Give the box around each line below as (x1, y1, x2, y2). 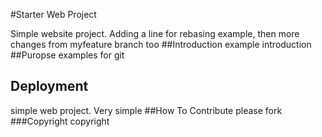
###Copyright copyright (10, 115, 110, 127)
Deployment (10, 78, 89, 95)
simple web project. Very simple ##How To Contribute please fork (10, 104, 283, 116)
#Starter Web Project (10, 9, 97, 20)
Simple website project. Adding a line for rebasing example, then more (10, 28, 300, 39)
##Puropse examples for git (10, 49, 125, 61)
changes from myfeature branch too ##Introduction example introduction (10, 39, 312, 50)
